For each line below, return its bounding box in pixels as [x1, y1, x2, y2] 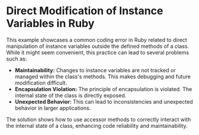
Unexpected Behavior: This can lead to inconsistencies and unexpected [14, 98, 194, 105]
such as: [6, 55, 27, 62]
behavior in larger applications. [14, 104, 91, 111]
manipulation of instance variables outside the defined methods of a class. [6, 43, 189, 50]
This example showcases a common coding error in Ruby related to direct [6, 36, 188, 43]
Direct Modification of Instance [6, 4, 164, 18]
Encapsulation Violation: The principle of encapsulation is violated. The [14, 85, 192, 92]
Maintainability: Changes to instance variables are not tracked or [14, 66, 176, 73]
